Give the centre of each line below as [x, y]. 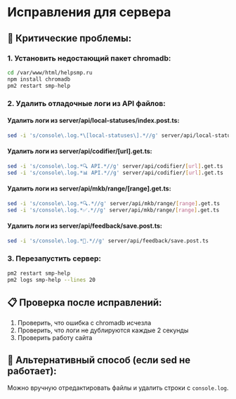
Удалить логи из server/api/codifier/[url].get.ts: [80, 151]
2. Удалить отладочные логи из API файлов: [87, 104]
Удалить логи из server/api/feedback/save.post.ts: [85, 226]
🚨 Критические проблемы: [70, 38]
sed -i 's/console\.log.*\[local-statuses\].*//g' [83, 135]
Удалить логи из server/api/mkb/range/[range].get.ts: [89, 189]
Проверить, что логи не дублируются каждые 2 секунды [103, 330]
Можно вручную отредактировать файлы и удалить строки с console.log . [118, 388]
